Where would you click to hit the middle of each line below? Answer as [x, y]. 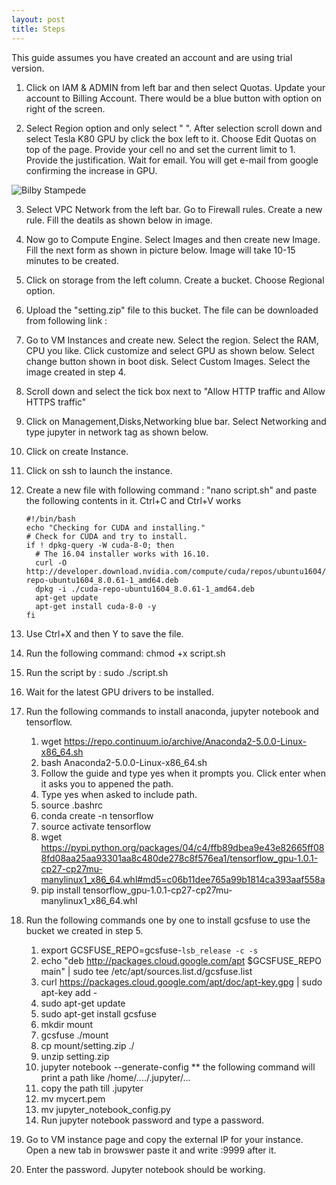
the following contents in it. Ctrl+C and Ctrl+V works [133, 500]
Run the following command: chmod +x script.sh [125, 653]
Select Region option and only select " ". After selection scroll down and [174, 128]
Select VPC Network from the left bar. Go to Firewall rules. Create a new [174, 209]
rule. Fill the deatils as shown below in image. [119, 220]
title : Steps [38, 29]
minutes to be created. [72, 260]
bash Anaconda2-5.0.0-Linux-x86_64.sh [124, 762]
